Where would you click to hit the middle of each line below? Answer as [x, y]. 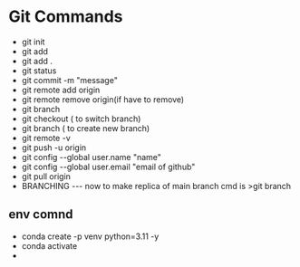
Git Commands [66, 17]
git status [39, 71]
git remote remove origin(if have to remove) [103, 99]
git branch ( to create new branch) [86, 128]
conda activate [49, 245]
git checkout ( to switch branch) [81, 119]
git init [33, 42]
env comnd [41, 215]
